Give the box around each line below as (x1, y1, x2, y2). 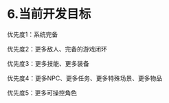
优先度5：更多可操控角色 (7, 89, 78, 97)
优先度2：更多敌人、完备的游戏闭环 (7, 45, 108, 53)
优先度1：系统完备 (7, 30, 58, 38)
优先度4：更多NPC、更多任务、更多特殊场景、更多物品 (7, 73, 163, 82)
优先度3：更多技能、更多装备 (7, 59, 89, 67)
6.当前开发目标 (7, 6, 91, 22)
